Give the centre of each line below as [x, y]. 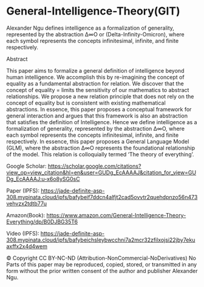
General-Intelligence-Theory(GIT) [93, 11]
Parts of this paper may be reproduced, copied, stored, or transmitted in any [102, 264]
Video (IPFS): [23, 233]
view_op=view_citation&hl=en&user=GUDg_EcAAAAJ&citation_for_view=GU [101, 172]
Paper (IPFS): [23, 190]
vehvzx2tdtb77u [27, 203]
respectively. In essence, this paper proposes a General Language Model [98, 141]
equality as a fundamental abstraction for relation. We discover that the [95, 84]
